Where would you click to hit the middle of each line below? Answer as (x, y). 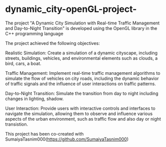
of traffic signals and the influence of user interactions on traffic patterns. (81, 84)
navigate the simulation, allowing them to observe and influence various (79, 114)
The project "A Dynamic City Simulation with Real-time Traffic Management (83, 23)
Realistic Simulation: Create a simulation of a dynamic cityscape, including (82, 53)
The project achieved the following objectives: (53, 43)
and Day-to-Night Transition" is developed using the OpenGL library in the (81, 28)
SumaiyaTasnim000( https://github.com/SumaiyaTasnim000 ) (67, 139)
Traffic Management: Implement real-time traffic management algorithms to (83, 73)
